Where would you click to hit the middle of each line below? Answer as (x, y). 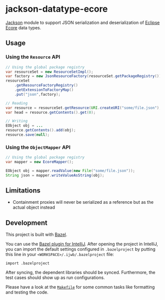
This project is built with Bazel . (36, 235)
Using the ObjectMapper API (38, 147)
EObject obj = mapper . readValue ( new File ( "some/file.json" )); (70, 171)
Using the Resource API (33, 57)
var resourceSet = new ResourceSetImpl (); (49, 72)
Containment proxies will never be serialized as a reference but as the (83, 202)
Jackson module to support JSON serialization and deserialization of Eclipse (83, 22)
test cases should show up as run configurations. (55, 278)
